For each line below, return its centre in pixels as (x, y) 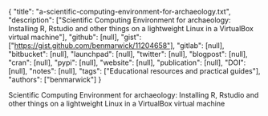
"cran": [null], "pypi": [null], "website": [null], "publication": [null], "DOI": (127, 62)
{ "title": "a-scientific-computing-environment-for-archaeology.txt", (120, 12)
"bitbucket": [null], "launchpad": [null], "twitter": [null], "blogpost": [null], (128, 54)
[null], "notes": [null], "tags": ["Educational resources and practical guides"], (134, 71)
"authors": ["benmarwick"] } (55, 80)
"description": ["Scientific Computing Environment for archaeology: (120, 20)
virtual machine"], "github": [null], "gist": (75, 37)
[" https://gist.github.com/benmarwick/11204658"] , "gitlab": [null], (116, 46)
